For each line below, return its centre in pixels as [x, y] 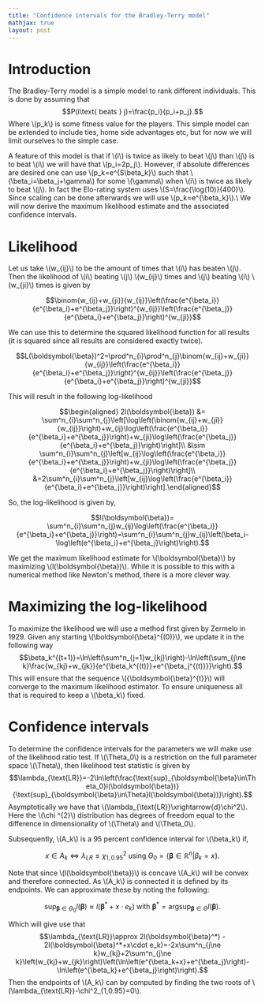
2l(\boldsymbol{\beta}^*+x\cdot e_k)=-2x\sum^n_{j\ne [132, 945]
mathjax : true [32, 23]
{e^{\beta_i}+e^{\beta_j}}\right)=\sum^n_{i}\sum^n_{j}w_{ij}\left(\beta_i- [132, 535]
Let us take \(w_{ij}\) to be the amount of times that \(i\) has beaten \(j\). [125, 268]
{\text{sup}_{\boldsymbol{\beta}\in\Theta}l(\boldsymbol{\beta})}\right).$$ [132, 795]
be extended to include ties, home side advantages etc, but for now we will [130, 132]
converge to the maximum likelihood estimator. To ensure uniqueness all [125, 687]
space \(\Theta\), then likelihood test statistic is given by [99, 766]
